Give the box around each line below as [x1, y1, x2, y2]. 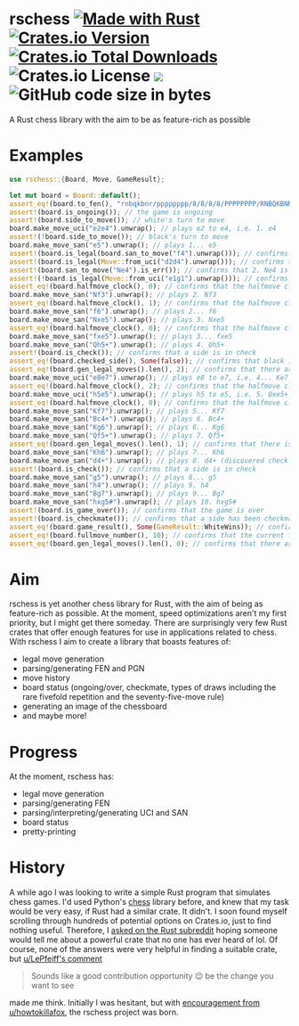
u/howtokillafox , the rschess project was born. [9, 1007, 180, 1018]
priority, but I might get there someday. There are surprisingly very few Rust [9, 618, 287, 628]
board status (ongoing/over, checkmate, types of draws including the [21, 682, 277, 693]
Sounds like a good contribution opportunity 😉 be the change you [30, 971, 274, 981]
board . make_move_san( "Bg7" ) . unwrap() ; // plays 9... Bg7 [9, 489, 225, 498]
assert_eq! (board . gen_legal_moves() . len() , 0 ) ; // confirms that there [9, 539, 280, 548]
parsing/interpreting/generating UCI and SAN [21, 808, 189, 818]
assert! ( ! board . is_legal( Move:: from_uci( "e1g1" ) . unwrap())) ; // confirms [9, 274, 289, 283]
